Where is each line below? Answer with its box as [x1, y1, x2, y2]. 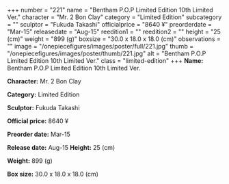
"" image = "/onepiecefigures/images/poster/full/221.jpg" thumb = [7, 42, 193, 50]
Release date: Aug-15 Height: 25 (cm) [7, 144, 116, 151]
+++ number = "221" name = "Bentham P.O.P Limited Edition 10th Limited [7, 6, 213, 14]
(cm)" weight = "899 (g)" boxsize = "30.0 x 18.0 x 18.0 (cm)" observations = [7, 35, 221, 43]
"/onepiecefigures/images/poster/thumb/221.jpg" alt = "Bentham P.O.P [7, 49, 206, 57]
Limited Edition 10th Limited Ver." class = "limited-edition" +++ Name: [7, 57, 204, 64]
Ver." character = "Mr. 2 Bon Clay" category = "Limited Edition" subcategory [7, 13, 222, 21]
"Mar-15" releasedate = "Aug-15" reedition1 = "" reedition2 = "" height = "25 [7, 27, 221, 36]
